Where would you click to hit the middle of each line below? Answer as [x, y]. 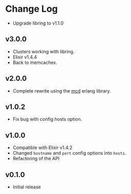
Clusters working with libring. [43, 51]
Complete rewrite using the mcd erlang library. [62, 91]
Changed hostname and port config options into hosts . [69, 153]
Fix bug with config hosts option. [47, 119]
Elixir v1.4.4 [25, 57]
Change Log [31, 9]
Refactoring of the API [36, 159]
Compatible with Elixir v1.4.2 [42, 148]
